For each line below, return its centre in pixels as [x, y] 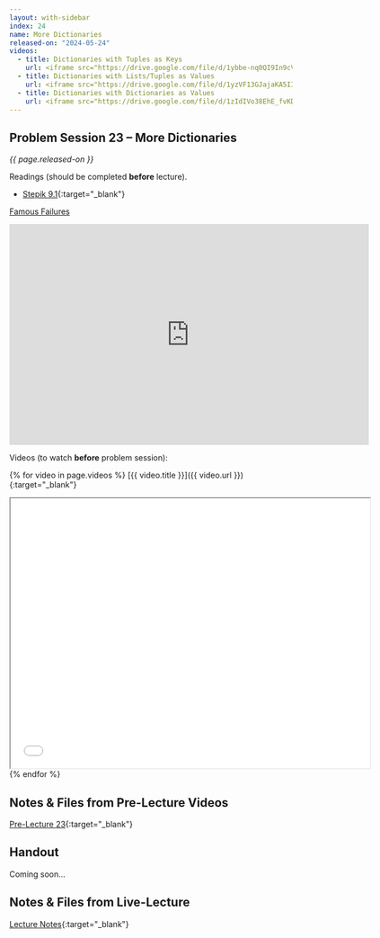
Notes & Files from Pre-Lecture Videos [119, 803]
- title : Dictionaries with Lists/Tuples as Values [116, 76]
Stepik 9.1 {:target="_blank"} [74, 194]
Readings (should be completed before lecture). [98, 177]
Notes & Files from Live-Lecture [100, 902]
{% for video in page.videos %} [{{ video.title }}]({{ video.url [120, 475]
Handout [34, 852]
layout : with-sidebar [50, 18]
